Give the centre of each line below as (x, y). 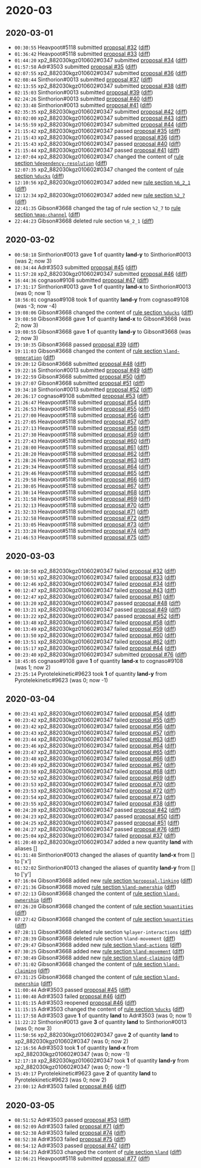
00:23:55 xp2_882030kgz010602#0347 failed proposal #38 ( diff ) (95, 804)
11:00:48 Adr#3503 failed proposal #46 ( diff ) (70, 996)
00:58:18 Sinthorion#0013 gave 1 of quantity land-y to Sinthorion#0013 (103, 254)
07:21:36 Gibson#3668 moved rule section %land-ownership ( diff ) (95, 887)
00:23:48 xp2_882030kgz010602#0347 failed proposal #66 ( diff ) (95, 759)
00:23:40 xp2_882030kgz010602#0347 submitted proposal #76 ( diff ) (101, 654)
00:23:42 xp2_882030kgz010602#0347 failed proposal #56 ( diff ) (95, 726)
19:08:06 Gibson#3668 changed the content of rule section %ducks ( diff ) (104, 312)
